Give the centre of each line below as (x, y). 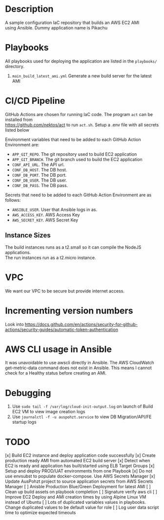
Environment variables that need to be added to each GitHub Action (73, 139)
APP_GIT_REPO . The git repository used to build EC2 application (74, 154)
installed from (19, 119)
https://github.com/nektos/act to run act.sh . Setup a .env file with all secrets (82, 125)
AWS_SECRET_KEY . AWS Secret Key (45, 220)
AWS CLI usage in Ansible (59, 349)
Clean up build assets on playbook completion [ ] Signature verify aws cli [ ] (81, 492)
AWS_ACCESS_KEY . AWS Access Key (46, 214)
